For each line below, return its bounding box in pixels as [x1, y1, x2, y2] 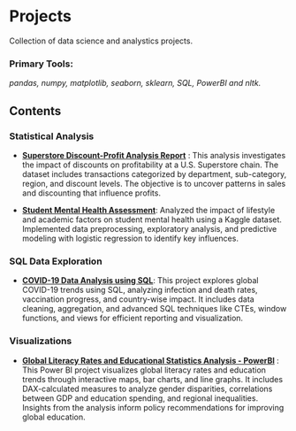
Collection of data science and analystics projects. [9, 35, 193, 46]
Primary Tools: [9, 58, 73, 70]
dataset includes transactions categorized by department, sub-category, [21, 168, 287, 179]
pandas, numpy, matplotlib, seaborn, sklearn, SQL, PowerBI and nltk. [9, 78, 262, 89]
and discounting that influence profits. [21, 188, 162, 198]
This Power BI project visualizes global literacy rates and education [21, 365, 267, 375]
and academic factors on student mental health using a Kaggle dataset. [21, 214, 283, 225]
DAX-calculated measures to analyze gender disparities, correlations [21, 383, 273, 394]
